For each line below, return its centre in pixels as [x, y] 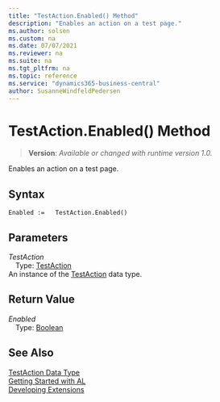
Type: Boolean [39, 327]
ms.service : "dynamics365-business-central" [84, 83]
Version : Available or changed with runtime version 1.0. [120, 153]
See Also [31, 353]
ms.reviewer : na [35, 53]
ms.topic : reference [43, 76]
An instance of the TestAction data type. [75, 274]
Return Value [42, 299]
